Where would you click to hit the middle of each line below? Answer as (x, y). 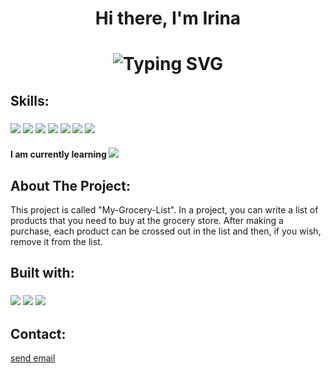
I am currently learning (58, 154)
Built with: (42, 273)
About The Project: (70, 185)
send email (33, 358)
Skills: (30, 100)
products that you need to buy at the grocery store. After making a (147, 221)
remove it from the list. (56, 242)
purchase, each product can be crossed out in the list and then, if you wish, (166, 231)
